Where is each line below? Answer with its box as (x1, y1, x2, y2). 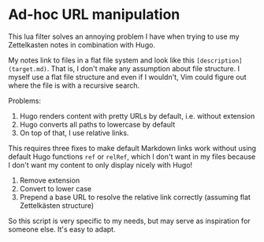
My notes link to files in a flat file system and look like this (8, 55, 195, 65)
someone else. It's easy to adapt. (8, 224, 116, 234)
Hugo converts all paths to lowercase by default (19, 119, 176, 129)
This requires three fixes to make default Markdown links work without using (8, 143, 257, 153)
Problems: (8, 96, 42, 105)
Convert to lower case (19, 183, 92, 193)
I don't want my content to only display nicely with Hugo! (8, 160, 193, 169)
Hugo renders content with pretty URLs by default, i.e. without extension (19, 111, 255, 120)
